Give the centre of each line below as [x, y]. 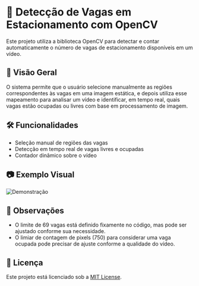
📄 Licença [25, 263]
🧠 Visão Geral [32, 73]
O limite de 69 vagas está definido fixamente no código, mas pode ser [101, 225]
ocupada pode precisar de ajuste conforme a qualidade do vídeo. [95, 244]
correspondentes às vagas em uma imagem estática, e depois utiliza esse [97, 93]
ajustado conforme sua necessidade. [60, 231]
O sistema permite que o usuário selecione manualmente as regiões [89, 87]
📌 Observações [35, 210]
